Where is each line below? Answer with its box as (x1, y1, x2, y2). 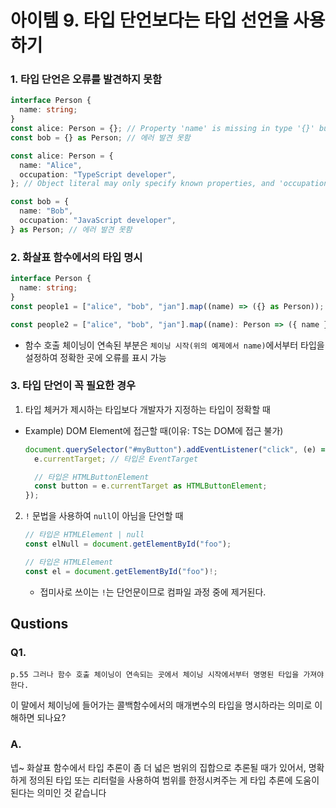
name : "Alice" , (19, 160, 83, 170)
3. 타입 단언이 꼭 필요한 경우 (10, 379, 137, 393)
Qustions (10, 616, 69, 633)
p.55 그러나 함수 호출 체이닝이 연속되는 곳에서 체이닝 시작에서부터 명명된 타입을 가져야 (10, 670, 325, 680)
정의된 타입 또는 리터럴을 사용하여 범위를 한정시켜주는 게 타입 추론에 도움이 (28, 774, 320, 786)
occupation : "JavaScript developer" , (19, 216, 177, 226)
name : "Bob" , (19, 206, 74, 216)
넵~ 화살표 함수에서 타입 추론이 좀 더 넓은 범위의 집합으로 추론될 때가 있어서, (10, 761, 307, 773)
